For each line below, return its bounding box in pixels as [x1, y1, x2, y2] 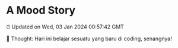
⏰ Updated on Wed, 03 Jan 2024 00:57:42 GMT [6, 23, 125, 30]
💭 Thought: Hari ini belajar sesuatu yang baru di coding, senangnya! [6, 35, 172, 42]
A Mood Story [6, 4, 76, 17]
